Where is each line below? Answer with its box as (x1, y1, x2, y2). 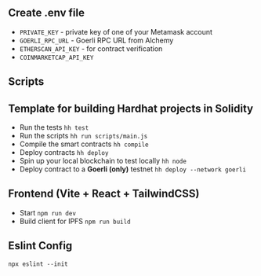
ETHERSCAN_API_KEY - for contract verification (19, 43, 163, 53)
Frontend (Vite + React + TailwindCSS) (8, 187, 200, 201)
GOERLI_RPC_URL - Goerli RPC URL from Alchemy (19, 35, 174, 45)
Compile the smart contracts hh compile (19, 139, 149, 149)
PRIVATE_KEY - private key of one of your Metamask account (19, 27, 213, 36)
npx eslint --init (8, 259, 68, 268)
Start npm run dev (19, 208, 77, 217)
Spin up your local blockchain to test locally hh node (19, 156, 187, 166)
